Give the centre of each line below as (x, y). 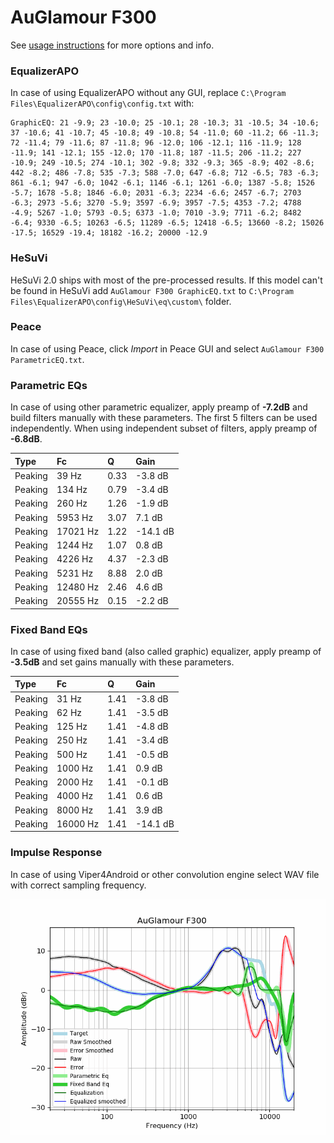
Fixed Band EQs (49, 629)
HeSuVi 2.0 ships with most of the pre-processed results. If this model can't (166, 280)
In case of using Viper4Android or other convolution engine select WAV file (165, 874)
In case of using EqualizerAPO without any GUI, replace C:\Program (148, 93)
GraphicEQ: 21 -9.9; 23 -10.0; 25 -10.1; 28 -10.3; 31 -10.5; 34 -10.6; (165, 123)
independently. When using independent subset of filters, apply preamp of (164, 428)
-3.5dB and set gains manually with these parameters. (122, 662)
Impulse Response (56, 853)
